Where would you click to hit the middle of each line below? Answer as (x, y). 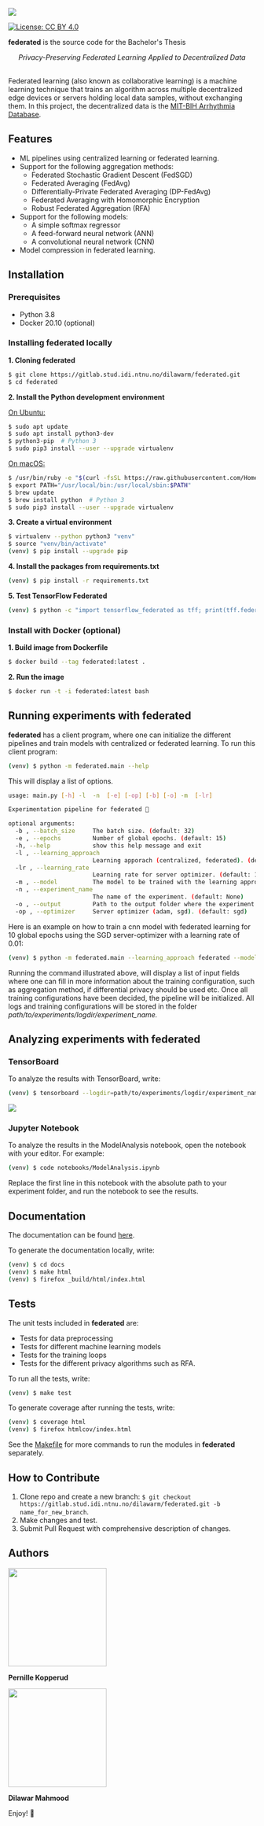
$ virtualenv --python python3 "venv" (71, 537)
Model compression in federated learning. (87, 250)
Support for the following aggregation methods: (97, 166)
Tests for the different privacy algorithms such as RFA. (107, 1363)
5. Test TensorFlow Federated (58, 596)
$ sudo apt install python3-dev (61, 434)
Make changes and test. (59, 1520)
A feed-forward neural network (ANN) (93, 233)
